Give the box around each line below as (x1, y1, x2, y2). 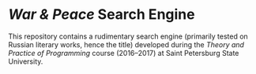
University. (8, 57, 43, 66)
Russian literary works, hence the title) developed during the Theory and (8, 39, 245, 49)
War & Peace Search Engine (8, 6, 195, 24)
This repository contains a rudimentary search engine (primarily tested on (8, 31, 249, 41)
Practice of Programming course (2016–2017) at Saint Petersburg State (8, 48, 239, 57)
